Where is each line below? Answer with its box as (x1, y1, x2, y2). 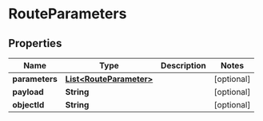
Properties (8, 37, 62, 50)
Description (161, 60, 206, 71)
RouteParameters (8, 5, 127, 23)
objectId (12, 100, 45, 110)
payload (12, 87, 44, 97)
